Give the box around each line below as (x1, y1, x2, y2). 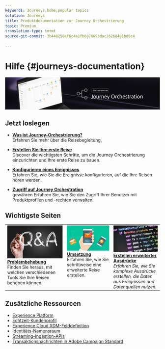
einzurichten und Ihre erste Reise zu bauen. (12, 157, 101, 163)
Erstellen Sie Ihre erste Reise (12, 147, 72, 153)
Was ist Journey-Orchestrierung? (12, 132, 82, 138)
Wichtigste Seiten (5, 211, 61, 219)
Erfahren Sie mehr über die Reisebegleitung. (12, 137, 102, 143)
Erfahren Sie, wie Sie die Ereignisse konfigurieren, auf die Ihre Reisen (12, 172, 152, 178)
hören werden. (12, 177, 42, 183)
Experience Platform (12, 312, 54, 319)
